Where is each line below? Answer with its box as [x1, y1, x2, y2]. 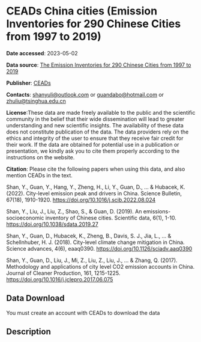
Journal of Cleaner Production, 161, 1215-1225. [6, 269, 121, 276]
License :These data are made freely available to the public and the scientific [6, 109, 196, 116]
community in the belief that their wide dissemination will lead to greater [6, 115, 185, 123]
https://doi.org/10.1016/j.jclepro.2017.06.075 [6, 275, 113, 283]
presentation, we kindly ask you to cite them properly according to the [6, 147, 180, 154]
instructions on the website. [6, 153, 75, 160]
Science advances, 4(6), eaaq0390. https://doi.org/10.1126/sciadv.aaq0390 [6, 245, 193, 252]
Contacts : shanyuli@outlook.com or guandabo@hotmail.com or [6, 91, 164, 98]
